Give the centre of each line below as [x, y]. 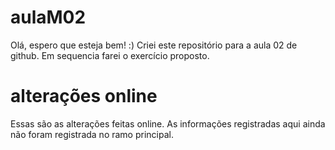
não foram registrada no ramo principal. [92, 134]
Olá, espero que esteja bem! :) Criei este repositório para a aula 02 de [154, 45]
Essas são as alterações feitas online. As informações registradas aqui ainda [168, 123]
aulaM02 [48, 17]
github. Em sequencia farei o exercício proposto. [110, 55]
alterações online [84, 96]
